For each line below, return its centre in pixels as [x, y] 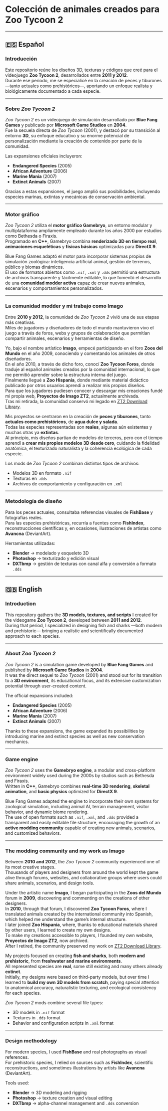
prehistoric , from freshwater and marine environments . [64, 961]
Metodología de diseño [34, 501]
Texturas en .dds [30, 478]
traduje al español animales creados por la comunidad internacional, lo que [82, 369]
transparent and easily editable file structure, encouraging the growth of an [82, 823]
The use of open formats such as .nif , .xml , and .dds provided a [72, 817]
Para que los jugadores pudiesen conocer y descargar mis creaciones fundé [84, 391]
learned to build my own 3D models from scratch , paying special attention [82, 982]
